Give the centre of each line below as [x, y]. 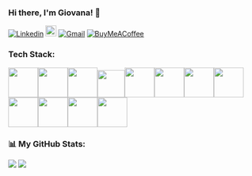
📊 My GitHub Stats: [47, 143]
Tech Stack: [32, 55]
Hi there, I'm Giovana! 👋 [54, 13]
